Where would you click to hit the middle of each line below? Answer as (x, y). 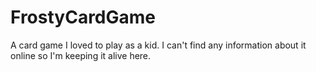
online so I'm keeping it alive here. (81, 55)
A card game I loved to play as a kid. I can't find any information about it (158, 45)
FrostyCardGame (83, 17)
